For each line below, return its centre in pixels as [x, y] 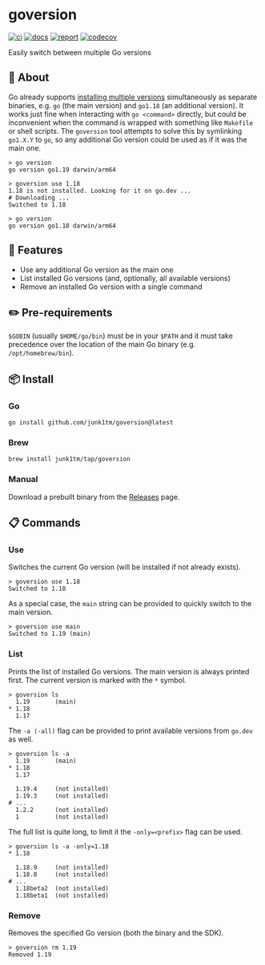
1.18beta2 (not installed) [62, 888]
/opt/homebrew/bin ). [41, 353]
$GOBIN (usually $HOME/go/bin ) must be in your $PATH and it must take [121, 336]
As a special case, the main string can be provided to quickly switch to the [130, 604]
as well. [21, 739]
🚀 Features [36, 250]
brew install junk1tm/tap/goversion [69, 459]
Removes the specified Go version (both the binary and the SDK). [116, 933]
